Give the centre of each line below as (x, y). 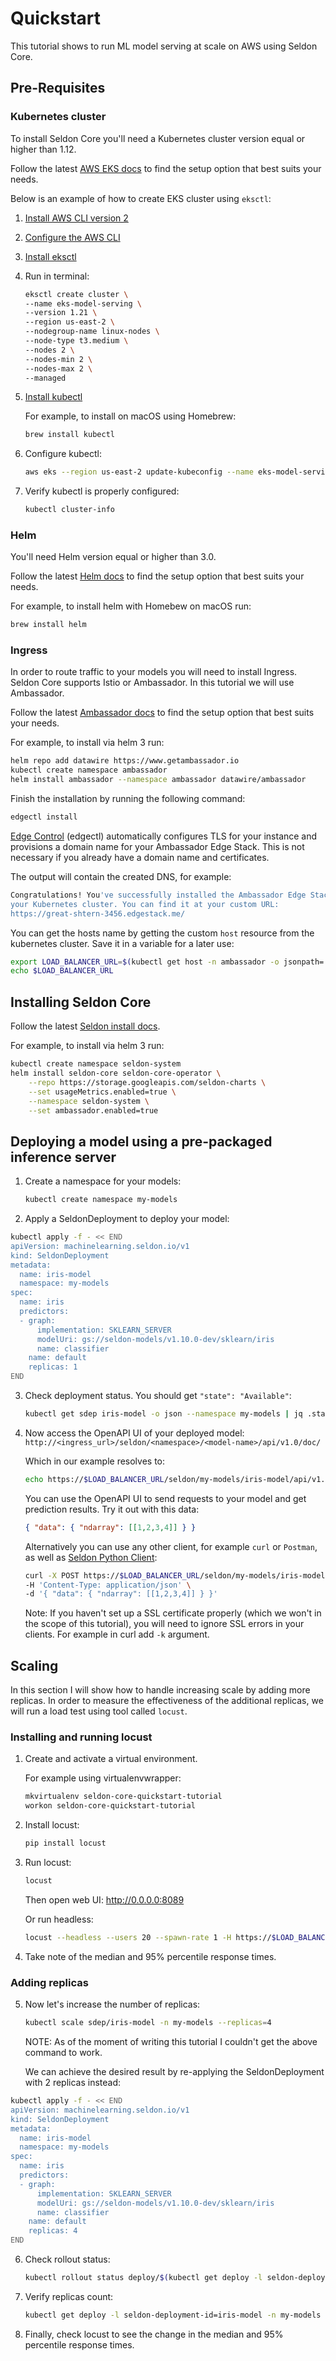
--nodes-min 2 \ (58, 359)
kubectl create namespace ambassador (89, 770)
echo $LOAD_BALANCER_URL (62, 971)
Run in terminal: (57, 276)
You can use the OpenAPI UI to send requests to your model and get (165, 1498)
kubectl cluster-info (69, 510)
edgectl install (44, 817)
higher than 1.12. (43, 149)
